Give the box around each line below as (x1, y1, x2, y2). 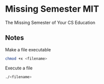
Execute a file (5, 65, 33, 71)
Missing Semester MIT (5, 3, 100, 15)
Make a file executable (5, 46, 51, 52)
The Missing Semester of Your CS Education (5, 20, 96, 25)
